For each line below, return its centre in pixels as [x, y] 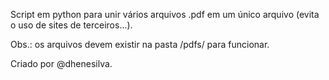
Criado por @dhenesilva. [61, 63]
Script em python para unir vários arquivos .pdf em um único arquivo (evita [165, 14]
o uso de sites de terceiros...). [71, 25]
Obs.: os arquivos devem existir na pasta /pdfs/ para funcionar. [140, 44]
